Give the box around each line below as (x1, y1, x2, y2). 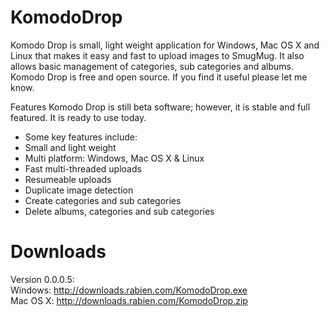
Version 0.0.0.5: (10, 273, 75, 285)
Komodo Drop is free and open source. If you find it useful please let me (10, 71, 308, 83)
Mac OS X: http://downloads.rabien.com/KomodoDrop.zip (10, 294, 248, 306)
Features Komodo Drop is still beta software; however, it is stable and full (10, 101, 311, 113)
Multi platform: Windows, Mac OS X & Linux (24, 152, 205, 164)
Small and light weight (24, 141, 117, 153)
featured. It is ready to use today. (10, 111, 147, 123)
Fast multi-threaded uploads (24, 162, 142, 175)
